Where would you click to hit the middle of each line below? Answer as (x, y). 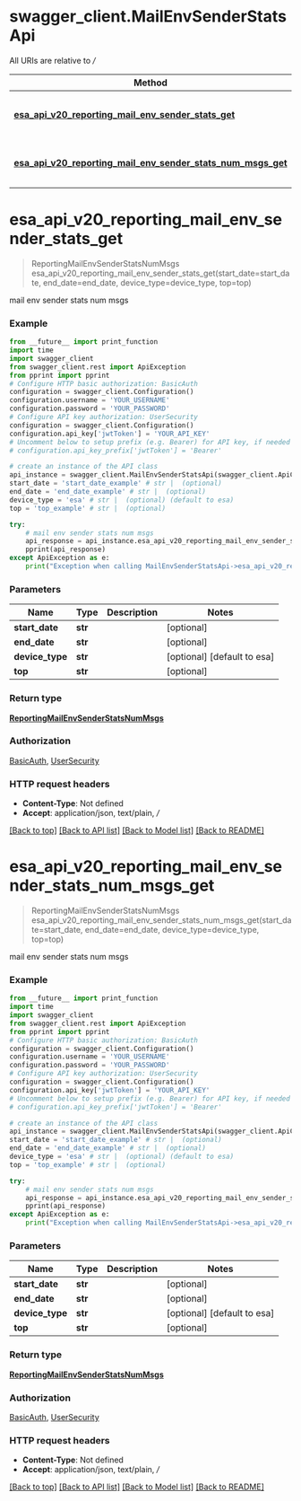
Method (150, 83)
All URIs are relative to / (52, 60)
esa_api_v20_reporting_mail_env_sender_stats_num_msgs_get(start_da (161, 920)
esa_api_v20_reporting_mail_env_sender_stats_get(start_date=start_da (160, 273)
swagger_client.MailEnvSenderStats (148, 17)
